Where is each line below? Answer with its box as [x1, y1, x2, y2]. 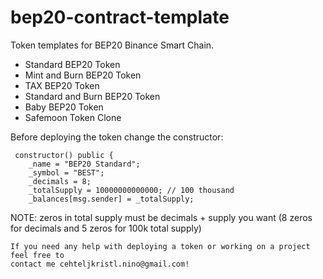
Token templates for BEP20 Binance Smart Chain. [10, 39, 215, 51]
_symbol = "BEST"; [28, 167, 105, 178]
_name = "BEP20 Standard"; [28, 159, 141, 169]
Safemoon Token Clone [24, 111, 122, 123]
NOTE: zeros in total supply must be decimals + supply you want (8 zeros [10, 211, 313, 223]
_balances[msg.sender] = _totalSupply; [28, 194, 195, 204]
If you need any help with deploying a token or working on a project [10, 241, 311, 251]
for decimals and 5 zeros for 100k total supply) [10, 222, 202, 234]
